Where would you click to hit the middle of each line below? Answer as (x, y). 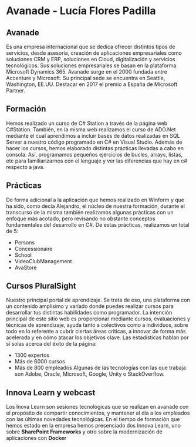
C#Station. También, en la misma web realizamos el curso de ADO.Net (91, 129)
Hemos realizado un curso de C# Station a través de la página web (87, 123)
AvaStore (26, 267)
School (23, 255)
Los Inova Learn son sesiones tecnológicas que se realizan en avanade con (97, 407)
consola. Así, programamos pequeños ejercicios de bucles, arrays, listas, (94, 154)
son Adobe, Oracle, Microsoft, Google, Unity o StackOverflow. (89, 374)
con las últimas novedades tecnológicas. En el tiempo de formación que (93, 419)
